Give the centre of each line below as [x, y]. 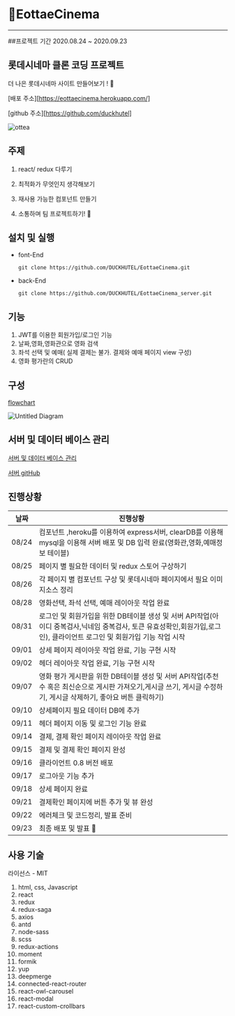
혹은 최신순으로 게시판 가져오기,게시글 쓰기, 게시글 [124, 687]
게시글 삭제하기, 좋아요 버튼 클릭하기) [107, 697]
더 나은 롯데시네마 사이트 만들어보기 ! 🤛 [61, 83]
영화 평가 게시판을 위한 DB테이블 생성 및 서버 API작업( [122, 676]
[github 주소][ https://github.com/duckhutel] [70, 113]
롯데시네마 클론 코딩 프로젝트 [66, 65]
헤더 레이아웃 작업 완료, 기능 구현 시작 [97, 663]
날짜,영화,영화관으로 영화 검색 [58, 344]
